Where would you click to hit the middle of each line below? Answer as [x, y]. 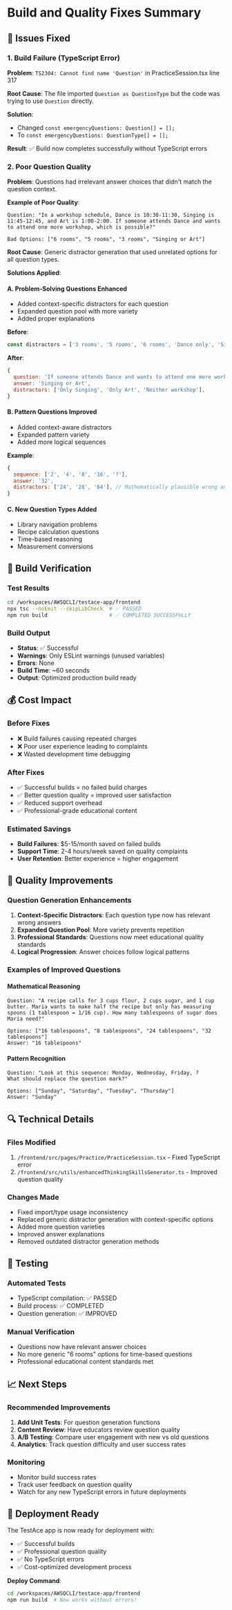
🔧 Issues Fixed [39, 38]
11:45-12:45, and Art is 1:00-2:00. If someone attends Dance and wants [114, 221]
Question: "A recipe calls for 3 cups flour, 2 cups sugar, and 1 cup [111, 1001]
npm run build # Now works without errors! [72, 1600]
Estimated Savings [39, 829]
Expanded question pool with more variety [77, 312]
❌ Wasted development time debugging [74, 754]
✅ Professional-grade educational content [77, 811]
